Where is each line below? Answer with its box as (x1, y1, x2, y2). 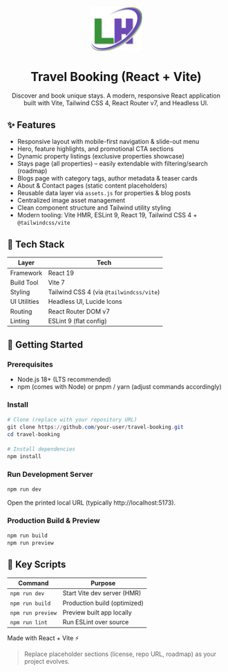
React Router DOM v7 (48, 307, 111, 316)
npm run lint (10, 619, 48, 626)
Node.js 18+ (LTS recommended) (17, 375, 112, 383)
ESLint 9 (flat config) (48, 316, 107, 325)
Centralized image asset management (17, 197, 126, 205)
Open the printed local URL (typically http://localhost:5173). (7, 498, 176, 507)
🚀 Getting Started (7, 338, 84, 350)
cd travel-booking (7, 431, 60, 438)
